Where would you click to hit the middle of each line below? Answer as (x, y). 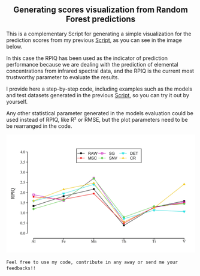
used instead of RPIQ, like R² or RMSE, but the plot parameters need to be (97, 119)
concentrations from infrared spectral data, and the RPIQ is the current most (100, 71)
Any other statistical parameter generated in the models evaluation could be (100, 113)
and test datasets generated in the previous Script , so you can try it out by (98, 95)
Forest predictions (101, 19)
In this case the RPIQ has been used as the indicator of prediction (87, 58)
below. (14, 46)
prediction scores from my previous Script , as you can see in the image (94, 40)
